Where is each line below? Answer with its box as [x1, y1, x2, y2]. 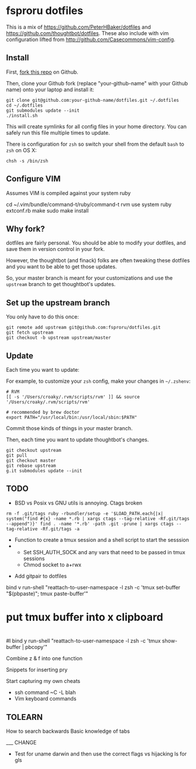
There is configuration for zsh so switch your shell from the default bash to [6, 140, 184, 147]
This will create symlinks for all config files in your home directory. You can [6, 123, 187, 130]
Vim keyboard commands [14, 695, 77, 702]
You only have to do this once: [6, 313, 79, 320]
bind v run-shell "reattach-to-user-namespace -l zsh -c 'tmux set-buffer [6, 583, 181, 591]
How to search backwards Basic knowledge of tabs [6, 727, 130, 734]
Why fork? [6, 224, 45, 234]
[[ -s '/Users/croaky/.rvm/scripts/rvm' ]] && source [6, 394, 140, 400]
